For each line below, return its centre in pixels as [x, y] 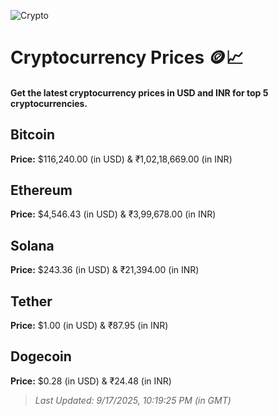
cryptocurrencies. [49, 103]
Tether [31, 301]
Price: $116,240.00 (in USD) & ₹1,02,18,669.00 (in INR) [121, 159]
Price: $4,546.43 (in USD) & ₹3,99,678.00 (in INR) [113, 214]
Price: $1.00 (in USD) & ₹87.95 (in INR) [89, 326]
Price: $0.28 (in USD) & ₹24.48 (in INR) [91, 381]
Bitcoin [33, 135]
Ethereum [41, 190]
